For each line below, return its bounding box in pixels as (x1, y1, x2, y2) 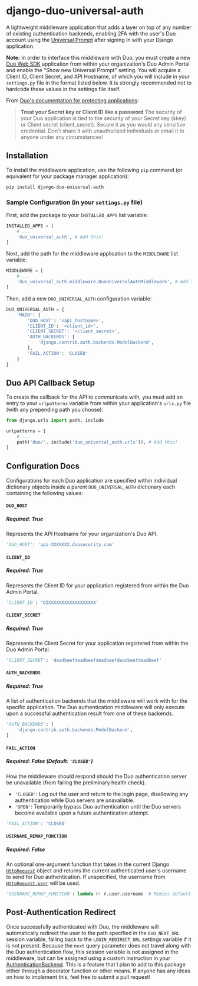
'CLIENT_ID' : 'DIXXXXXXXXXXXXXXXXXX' (6, 599, 99, 606)
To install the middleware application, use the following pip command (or (6, 166, 183, 173)
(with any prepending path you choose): (6, 406, 104, 413)
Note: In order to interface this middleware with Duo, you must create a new (6, 54, 191, 61)
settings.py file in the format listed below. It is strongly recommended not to (6, 79, 192, 86)
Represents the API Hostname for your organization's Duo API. (6, 531, 158, 538)
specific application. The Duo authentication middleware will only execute (6, 704, 185, 711)
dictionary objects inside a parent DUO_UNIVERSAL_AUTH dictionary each (6, 483, 176, 490)
